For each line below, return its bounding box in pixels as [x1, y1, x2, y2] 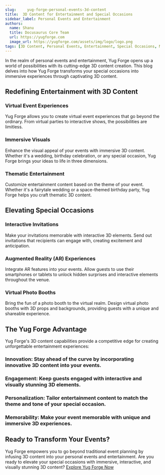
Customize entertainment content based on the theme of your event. [5, 181, 144, 187]
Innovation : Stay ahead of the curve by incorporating [5, 356, 134, 363]
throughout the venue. [5, 277, 51, 283]
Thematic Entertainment [5, 170, 65, 177]
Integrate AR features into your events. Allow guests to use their [5, 266, 134, 272]
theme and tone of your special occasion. [5, 401, 107, 407]
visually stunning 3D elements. [5, 381, 81, 388]
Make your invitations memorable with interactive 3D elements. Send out [5, 232, 152, 238]
